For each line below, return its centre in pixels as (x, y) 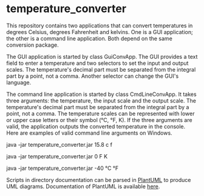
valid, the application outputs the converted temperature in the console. (96, 126)
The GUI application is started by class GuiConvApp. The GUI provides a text (102, 56)
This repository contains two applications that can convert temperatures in (100, 25)
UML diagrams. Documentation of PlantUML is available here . (83, 186)
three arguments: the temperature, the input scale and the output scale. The (101, 100)
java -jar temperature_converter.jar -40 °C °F (63, 168)
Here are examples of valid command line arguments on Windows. (89, 133)
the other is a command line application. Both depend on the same (90, 38)
